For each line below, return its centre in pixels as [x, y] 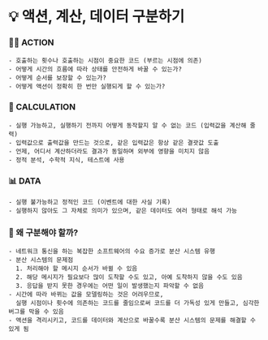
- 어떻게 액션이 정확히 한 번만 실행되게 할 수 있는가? [87, 87]
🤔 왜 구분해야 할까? [43, 232]
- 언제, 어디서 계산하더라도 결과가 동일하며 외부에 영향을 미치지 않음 [109, 151]
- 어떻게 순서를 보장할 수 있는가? [58, 78]
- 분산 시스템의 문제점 [41, 260]
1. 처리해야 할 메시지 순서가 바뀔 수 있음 [77, 269]
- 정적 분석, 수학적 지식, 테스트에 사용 [67, 160]
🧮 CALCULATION [42, 107]
